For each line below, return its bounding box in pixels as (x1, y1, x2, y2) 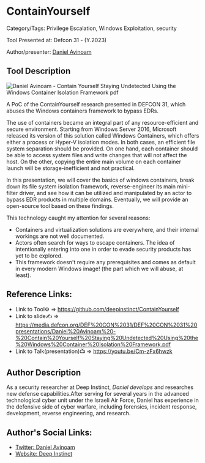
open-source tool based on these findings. (6, 202, 114, 209)
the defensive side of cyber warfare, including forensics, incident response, (6, 403, 197, 410)
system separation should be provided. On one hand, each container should (6, 145, 198, 152)
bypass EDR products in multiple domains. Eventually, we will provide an (6, 196, 188, 203)
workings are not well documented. (15, 232, 105, 240)
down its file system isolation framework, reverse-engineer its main (6, 182, 176, 190)
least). (15, 271, 32, 279)
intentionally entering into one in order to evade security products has (15, 245, 192, 253)
